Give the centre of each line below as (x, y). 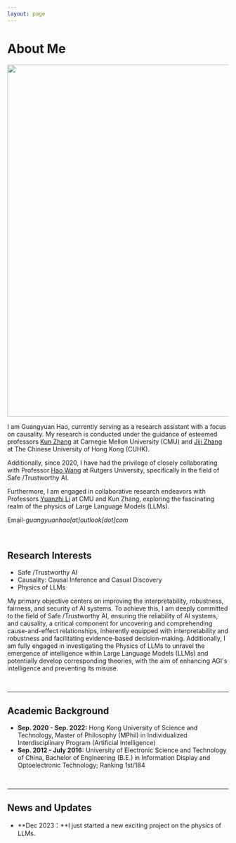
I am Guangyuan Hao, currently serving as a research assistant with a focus (117, 426)
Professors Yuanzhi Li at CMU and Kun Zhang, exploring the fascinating (111, 499)
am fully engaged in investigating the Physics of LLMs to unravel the (106, 646)
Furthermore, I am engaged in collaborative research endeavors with (106, 491)
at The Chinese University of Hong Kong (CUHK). (79, 449)
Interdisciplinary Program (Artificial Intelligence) (86, 743)
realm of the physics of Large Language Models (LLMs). (88, 506)
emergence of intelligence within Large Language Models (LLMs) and (108, 654)
